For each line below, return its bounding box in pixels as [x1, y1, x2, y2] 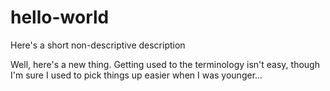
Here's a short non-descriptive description [10, 39, 186, 51]
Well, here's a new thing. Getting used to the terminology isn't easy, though [10, 58, 320, 70]
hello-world [10, 6, 110, 29]
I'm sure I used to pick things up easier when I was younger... [10, 69, 263, 81]
